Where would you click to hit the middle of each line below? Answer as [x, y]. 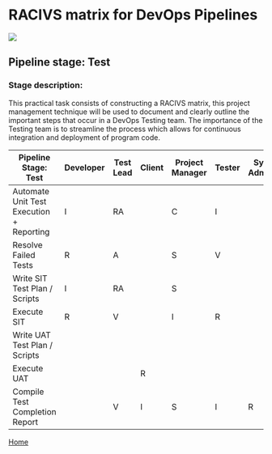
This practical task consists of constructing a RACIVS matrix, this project [129, 103]
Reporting [31, 231]
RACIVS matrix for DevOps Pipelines [133, 15]
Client [152, 168]
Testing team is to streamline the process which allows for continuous [125, 129]
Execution [32, 211]
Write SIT [30, 278]
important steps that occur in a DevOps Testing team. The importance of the [136, 120]
